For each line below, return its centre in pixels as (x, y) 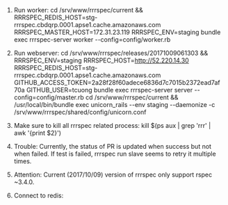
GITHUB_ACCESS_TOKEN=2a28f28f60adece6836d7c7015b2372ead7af (117, 82)
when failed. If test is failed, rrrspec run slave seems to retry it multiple (115, 154)
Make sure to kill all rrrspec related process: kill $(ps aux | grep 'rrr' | (112, 125)
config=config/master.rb (49, 97)
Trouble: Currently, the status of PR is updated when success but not (113, 146)
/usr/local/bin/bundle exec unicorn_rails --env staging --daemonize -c (114, 105)
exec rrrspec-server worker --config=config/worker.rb (92, 40)
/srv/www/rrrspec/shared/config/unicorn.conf (80, 112)
